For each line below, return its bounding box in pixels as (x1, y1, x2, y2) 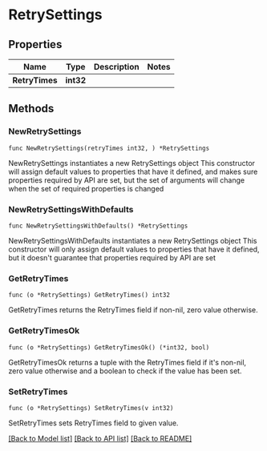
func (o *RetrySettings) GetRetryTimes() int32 (8, 291, 171, 300)
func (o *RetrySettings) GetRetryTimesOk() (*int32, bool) (8, 343, 210, 352)
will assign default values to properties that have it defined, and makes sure (8, 167, 258, 176)
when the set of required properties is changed (8, 183, 164, 193)
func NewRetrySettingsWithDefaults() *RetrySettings (8, 222, 188, 230)
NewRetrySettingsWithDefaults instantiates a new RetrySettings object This (8, 236, 257, 245)
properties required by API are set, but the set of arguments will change (8, 175, 245, 185)
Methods (8, 102, 55, 115)
